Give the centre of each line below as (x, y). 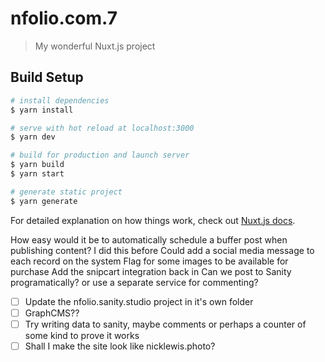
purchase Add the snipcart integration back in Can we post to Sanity (151, 271)
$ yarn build (37, 165)
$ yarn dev (33, 137)
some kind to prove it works (82, 335)
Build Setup (47, 77)
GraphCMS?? (52, 313)
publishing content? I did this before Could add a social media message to (162, 250)
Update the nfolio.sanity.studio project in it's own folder (139, 301)
